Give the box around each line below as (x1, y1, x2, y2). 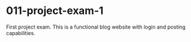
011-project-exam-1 (6, 4, 104, 17)
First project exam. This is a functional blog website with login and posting (6, 23, 186, 30)
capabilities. (6, 29, 35, 36)
